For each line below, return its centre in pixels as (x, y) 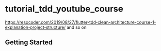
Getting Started (29, 43)
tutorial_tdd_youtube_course (64, 9)
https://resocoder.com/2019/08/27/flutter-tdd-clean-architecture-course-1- (80, 22)
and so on (77, 27)
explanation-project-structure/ (35, 27)
